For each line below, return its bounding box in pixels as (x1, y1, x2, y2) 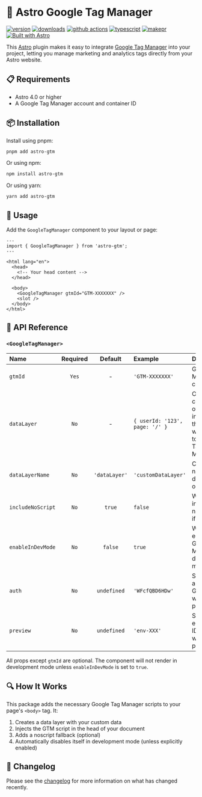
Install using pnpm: (6, 137, 54, 144)
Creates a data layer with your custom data (14, 718, 122, 725)
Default (100, 354, 122, 363)
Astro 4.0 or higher (14, 93, 62, 100)
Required (61, 354, 88, 363)
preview (9, 627, 31, 634)
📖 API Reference (6, 322, 68, 333)
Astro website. (6, 56, 42, 63)
